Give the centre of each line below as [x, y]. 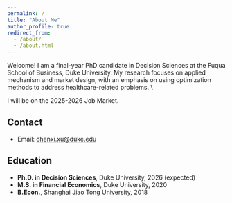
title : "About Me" [34, 20]
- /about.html [34, 46]
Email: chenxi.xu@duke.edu [57, 139]
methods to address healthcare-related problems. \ [80, 87]
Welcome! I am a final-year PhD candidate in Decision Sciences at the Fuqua [116, 65]
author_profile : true [38, 26]
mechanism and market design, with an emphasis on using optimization [109, 80]
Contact [25, 123]
